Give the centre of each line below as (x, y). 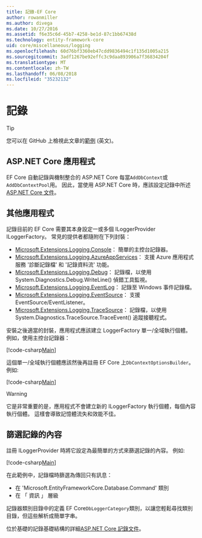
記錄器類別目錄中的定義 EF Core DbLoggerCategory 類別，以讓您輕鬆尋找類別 (99, 508)
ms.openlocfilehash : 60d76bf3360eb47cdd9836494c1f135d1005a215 (88, 51)
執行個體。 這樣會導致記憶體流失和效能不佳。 (63, 413)
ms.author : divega (29, 23)
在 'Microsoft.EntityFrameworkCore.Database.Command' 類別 (92, 488)
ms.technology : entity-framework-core (55, 40)
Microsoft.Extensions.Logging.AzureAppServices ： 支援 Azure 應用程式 (104, 257)
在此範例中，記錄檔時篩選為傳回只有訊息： (59, 475)
